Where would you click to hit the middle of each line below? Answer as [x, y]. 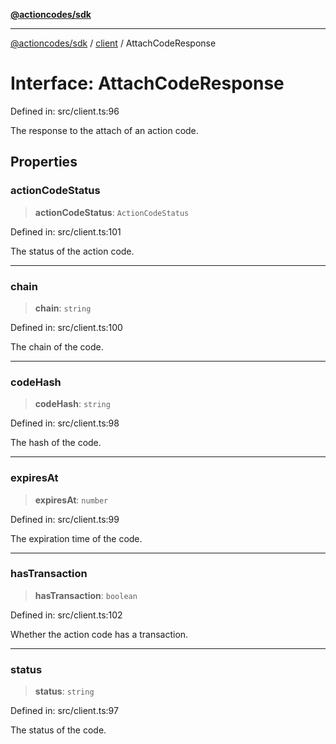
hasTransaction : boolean [86, 595]
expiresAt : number [71, 500]
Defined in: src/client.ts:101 [66, 231]
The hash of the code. [56, 443]
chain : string [63, 308]
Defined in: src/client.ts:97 [64, 711]
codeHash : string [72, 404]
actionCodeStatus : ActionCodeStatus [112, 212]
